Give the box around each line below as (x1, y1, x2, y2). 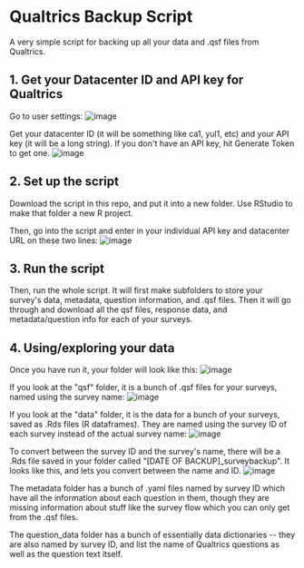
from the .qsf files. (9, 512, 79, 523)
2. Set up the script (9, 174, 120, 190)
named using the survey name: (9, 392, 125, 403)
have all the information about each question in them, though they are (9, 493, 270, 504)
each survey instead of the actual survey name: (9, 428, 188, 439)
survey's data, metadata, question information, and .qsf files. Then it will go (9, 295, 292, 306)
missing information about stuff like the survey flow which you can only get (9, 502, 290, 514)
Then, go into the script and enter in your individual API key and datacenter (9, 225, 290, 236)
